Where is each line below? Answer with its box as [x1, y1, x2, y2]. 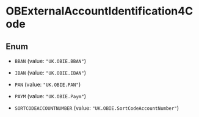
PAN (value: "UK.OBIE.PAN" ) [14, 81, 81, 88]
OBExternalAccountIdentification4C [5, 4, 194, 18]
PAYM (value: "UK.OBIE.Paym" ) [14, 93, 87, 99]
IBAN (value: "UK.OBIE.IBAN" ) [14, 69, 87, 76]
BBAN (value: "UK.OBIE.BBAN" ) [14, 58, 87, 64]
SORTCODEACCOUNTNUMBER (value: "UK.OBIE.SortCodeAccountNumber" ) [14, 104, 179, 112]
